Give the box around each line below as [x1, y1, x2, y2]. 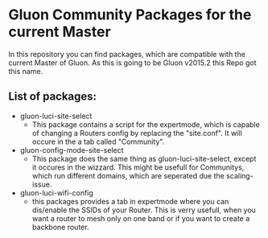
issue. [31, 179, 52, 189]
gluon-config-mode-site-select [19, 145, 124, 154]
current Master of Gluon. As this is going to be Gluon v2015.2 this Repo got [8, 58, 257, 68]
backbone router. [31, 222, 89, 232]
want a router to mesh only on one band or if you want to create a [31, 213, 250, 223]
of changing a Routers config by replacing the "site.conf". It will [31, 128, 243, 137]
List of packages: [8, 90, 97, 104]
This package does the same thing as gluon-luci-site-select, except [31, 154, 257, 163]
